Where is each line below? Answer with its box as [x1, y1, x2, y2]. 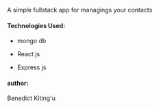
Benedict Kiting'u [7, 94, 56, 102]
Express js [16, 63, 47, 71]
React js [16, 50, 40, 58]
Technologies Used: [7, 21, 66, 29]
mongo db [16, 37, 47, 45]
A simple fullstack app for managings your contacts [7, 6, 153, 14]
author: [7, 79, 29, 87]
